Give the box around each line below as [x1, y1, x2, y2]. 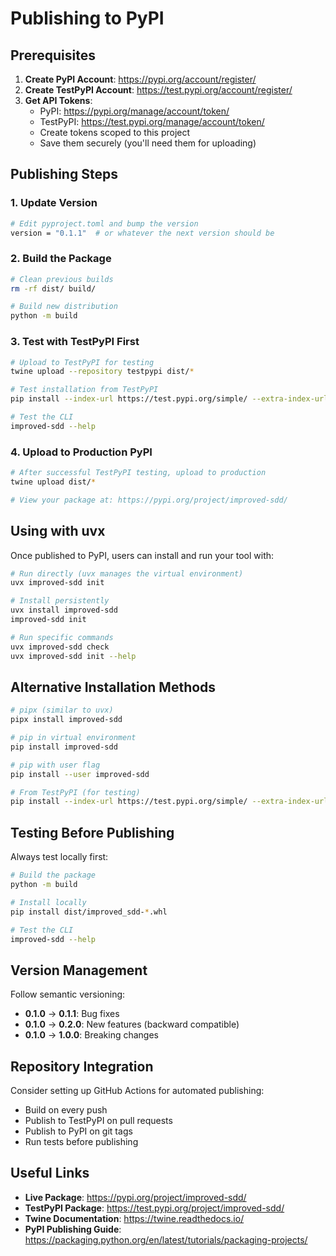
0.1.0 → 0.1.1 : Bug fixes [24, 1008, 120, 1020]
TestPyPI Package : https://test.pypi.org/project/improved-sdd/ [24, 1202, 285, 1214]
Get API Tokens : [24, 95, 93, 106]
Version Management [10, 962, 148, 979]
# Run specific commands [10, 632, 114, 642]
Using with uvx [10, 523, 106, 540]
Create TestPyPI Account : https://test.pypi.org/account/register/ [24, 84, 293, 96]
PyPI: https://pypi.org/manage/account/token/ [39, 105, 230, 117]
